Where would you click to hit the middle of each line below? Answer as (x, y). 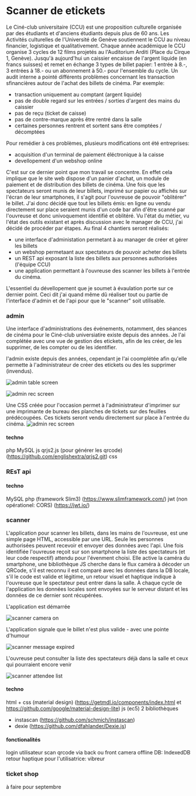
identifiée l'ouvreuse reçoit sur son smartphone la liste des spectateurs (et (96, 552)
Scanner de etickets (56, 11)
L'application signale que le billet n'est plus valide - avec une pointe (87, 629)
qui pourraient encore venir (39, 664)
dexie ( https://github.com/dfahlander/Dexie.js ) (71, 726)
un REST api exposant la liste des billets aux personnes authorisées (96, 258)
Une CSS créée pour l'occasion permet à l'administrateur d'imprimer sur (93, 405)
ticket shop (23, 774)
